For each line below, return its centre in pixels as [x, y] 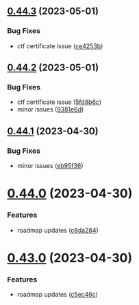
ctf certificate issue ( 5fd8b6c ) [59, 102]
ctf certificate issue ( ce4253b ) [60, 46]
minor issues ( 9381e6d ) [50, 109]
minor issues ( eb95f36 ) [50, 166]
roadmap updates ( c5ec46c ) [57, 295]
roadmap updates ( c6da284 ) [58, 230]
